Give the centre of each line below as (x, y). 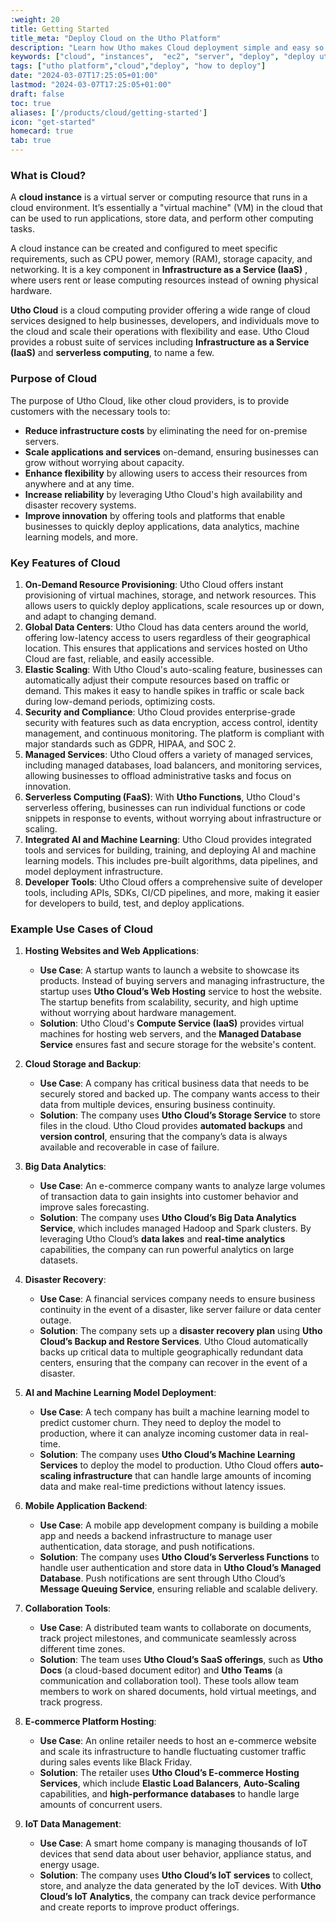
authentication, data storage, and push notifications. (147, 1547)
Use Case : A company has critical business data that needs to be (174, 1083)
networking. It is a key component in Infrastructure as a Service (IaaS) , (159, 270)
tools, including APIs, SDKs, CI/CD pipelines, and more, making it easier (172, 892)
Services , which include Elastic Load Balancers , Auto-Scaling (169, 1783)
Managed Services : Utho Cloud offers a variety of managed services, (169, 754)
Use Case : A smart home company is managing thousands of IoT (173, 1843)
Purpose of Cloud (54, 379)
